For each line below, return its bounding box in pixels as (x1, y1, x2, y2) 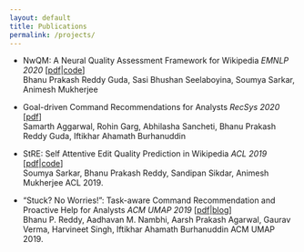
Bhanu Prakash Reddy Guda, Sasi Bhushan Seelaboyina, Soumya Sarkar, (22, 75, 296, 86)
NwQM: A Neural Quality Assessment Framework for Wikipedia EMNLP (22, 55, 289, 66)
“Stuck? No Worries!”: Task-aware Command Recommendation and (22, 195, 276, 206)
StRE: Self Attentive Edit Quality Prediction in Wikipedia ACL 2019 (22, 148, 268, 159)
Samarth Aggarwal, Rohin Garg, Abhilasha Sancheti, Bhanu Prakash (22, 121, 276, 132)
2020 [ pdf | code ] (22, 65, 86, 76)
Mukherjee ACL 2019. (22, 177, 104, 188)
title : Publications (9, 22, 88, 31)
